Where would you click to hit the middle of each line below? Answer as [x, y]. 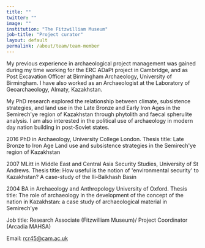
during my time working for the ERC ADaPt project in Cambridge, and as [97, 70]
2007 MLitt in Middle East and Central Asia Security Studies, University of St [102, 164]
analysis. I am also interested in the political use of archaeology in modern [100, 120]
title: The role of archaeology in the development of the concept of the [95, 195]
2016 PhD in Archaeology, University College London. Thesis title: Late [95, 139]
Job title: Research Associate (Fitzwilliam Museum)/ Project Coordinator [97, 220]
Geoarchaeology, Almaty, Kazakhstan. [54, 89]
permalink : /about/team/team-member [53, 46]
